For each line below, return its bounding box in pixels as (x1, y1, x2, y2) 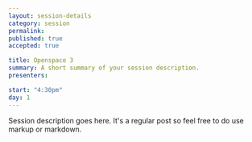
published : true (8, 34, 63, 43)
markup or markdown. (8, 124, 82, 134)
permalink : (8, 27, 45, 35)
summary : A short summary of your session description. (8, 64, 200, 73)
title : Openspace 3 (8, 56, 74, 65)
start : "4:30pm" (8, 86, 63, 94)
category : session (8, 19, 70, 27)
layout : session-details (8, 11, 92, 20)
